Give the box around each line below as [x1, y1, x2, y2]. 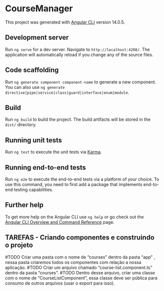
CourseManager [5, 3, 73, 14]
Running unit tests [5, 136, 62, 144]
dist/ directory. [5, 122, 37, 128]
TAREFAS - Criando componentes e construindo [5, 234, 155, 242]
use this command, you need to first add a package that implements [5, 182, 142, 187]
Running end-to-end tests [5, 163, 86, 172]
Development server [5, 33, 69, 42]
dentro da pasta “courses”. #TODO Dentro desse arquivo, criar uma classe [5, 269, 155, 275]
